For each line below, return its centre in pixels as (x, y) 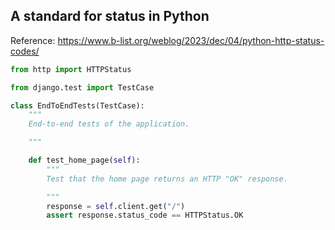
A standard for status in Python (110, 16)
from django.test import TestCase (82, 87)
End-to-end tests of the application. (109, 124)
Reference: (33, 40)
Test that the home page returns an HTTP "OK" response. (167, 179)
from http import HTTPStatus (71, 69)
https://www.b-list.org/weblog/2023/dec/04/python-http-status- (191, 40)
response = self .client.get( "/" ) (116, 206)
